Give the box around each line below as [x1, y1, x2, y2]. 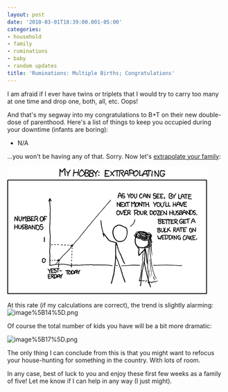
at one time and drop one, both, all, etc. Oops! [7, 97, 139, 105]
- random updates [7, 62, 58, 69]
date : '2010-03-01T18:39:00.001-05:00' [7, 18, 123, 26]
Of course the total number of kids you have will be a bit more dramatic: [7, 321, 213, 330]
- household [7, 33, 42, 40]
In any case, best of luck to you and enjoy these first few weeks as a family [7, 369, 222, 377]
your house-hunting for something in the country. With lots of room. [7, 356, 201, 364]
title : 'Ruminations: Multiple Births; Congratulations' [7, 69, 175, 76]
